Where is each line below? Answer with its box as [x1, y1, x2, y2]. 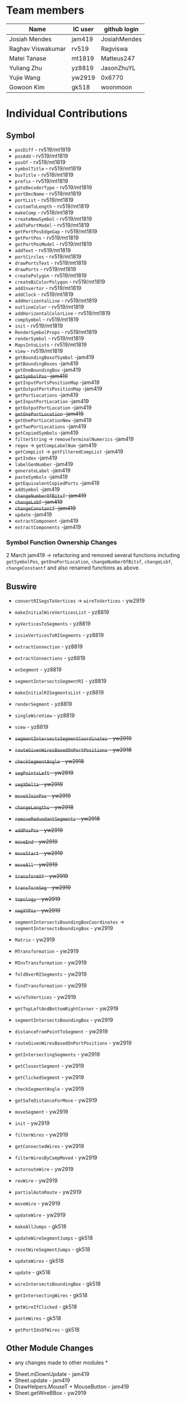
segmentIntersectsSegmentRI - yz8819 [14, 677, 107, 684]
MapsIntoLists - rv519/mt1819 [14, 341, 87, 348]
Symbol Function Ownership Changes [6, 538, 117, 546]
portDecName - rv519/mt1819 [14, 190, 81, 197]
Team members [6, 4, 84, 17]
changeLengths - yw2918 [14, 803, 74, 811]
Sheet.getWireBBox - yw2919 [14, 1389, 87, 1396]
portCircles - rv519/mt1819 [14, 253, 81, 260]
